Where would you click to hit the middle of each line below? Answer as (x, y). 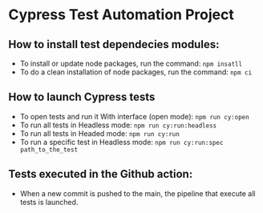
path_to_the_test (49, 150)
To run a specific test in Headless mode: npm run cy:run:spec (121, 142)
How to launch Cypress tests (82, 97)
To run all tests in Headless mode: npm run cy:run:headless (118, 125)
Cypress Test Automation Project (121, 15)
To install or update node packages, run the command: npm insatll (131, 63)
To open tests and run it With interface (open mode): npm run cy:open (135, 116)
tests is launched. (49, 202)
